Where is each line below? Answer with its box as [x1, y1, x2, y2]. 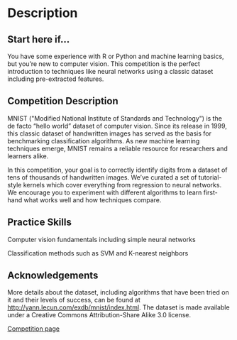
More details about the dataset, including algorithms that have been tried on [7, 288, 229, 297]
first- [203, 188, 218, 197]
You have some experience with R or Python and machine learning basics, [7, 52, 225, 60]
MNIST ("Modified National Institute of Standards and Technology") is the [7, 114, 222, 122]
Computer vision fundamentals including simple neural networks [7, 235, 197, 243]
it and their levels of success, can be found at [7, 296, 140, 305]
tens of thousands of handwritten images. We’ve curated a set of [7, 172, 197, 182]
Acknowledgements [7, 270, 99, 282]
